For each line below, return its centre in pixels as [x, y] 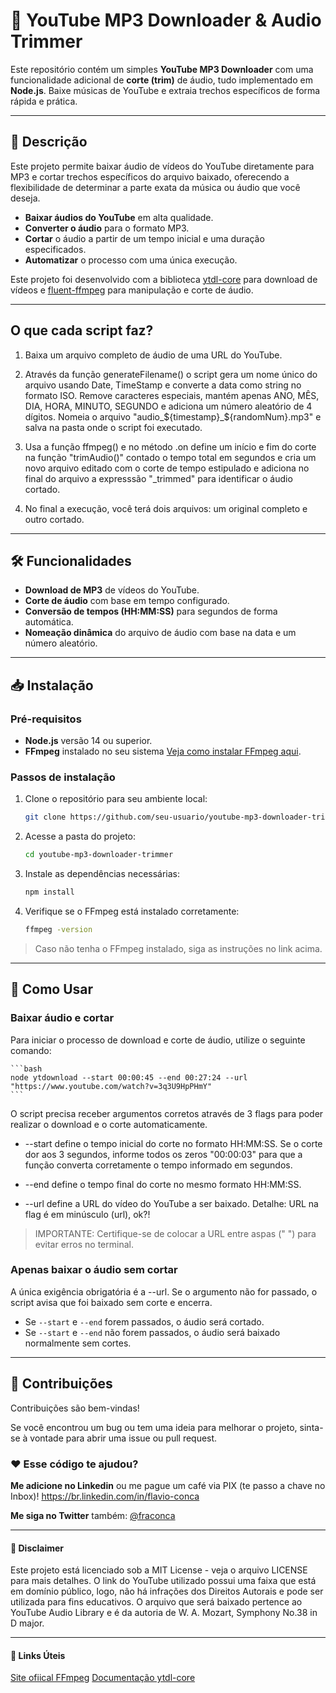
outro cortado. [54, 519]
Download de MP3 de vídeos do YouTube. [112, 590]
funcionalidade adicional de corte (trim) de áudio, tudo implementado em [161, 80]
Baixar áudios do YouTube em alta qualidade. [119, 217]
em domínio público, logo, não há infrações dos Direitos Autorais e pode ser [167, 1591]
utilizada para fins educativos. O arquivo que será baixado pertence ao [156, 1602]
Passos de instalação [63, 777]
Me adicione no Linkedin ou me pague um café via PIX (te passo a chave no [168, 1485]
